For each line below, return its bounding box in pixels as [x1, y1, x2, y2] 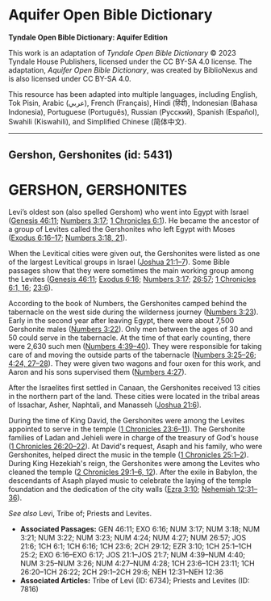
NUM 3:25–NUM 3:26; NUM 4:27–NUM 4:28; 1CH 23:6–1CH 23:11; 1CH [19, 559, 256, 569]
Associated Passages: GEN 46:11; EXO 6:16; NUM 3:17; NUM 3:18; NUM [19, 524, 261, 534]
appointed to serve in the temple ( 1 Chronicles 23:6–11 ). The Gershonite [8, 424, 246, 434]
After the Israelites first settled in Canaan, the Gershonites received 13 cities [8, 383, 261, 393]
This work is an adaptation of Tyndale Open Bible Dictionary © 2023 [8, 48, 236, 57]
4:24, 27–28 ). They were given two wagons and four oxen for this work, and [8, 359, 261, 368]
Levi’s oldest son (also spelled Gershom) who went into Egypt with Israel [8, 208, 249, 217]
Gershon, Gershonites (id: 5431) [8, 148, 173, 162]
